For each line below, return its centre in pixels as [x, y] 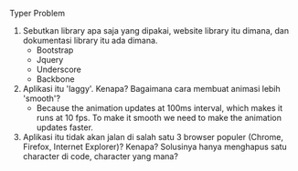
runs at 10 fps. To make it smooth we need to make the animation [159, 118]
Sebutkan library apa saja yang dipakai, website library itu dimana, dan [156, 30]
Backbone [55, 79]
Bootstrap [55, 50]
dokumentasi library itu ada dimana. [90, 40]
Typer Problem [37, 13]
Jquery [50, 60]
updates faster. [65, 127]
